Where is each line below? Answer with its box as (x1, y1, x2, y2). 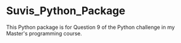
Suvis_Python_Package (6, 4, 126, 18)
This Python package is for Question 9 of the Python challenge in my (6, 24, 175, 31)
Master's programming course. (6, 29, 82, 37)
